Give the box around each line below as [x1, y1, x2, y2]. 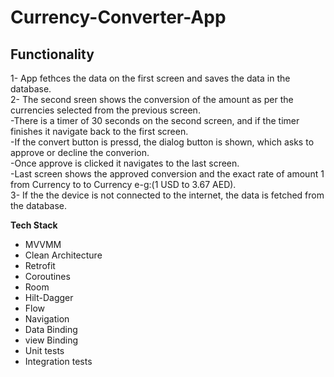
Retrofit [24, 260, 56, 271]
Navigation [24, 313, 70, 325]
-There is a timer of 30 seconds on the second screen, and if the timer [10, 115, 300, 126]
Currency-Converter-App [10, 6, 227, 29]
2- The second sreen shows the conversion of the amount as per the [10, 94, 294, 105]
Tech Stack [10, 219, 58, 231]
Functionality [10, 46, 95, 63]
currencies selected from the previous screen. [10, 104, 201, 116]
